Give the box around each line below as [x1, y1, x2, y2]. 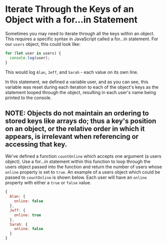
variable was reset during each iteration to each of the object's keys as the [5, 84, 159, 90]
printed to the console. [5, 95, 52, 101]
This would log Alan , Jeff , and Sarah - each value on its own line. [5, 69, 139, 75]
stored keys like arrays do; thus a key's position [5, 117, 157, 125]
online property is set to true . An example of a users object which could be [5, 169, 161, 175]
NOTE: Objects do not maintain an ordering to [5, 109, 149, 118]
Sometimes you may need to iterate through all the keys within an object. [5, 30, 155, 36]
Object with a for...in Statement [5, 14, 138, 25]
